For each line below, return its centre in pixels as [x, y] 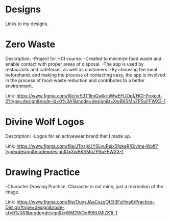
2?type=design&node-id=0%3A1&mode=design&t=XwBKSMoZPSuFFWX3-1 [86, 101]
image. [13, 192]
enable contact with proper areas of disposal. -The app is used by [75, 64]
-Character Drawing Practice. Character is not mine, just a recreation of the [84, 186]
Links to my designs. [27, 24]
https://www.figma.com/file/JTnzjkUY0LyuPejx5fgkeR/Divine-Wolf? [87, 146]
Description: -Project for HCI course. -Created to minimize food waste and [83, 58]
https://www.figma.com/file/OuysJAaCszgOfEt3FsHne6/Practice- [86, 202]
